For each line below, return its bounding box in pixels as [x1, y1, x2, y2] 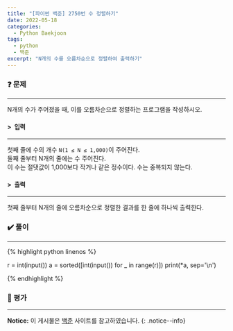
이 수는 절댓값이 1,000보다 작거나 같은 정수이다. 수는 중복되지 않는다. [7, 163, 193, 171]
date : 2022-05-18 [7, 17, 58, 24]
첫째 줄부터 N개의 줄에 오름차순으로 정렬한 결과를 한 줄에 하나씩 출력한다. [7, 203, 205, 212]
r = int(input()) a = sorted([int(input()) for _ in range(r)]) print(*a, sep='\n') [7, 261, 216, 269]
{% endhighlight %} [7, 274, 64, 282]
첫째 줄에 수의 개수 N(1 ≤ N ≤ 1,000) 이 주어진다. [7, 146, 140, 154]
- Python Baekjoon [13, 29, 67, 37]
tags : [7, 36, 23, 43]
